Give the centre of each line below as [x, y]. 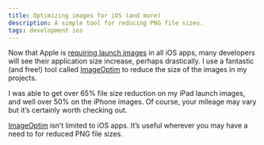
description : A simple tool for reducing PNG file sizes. [106, 23]
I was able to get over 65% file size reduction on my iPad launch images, [127, 93]
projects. [23, 78]
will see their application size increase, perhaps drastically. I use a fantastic [131, 61]
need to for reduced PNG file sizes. [65, 134]
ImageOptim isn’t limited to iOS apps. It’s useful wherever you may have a [128, 126]
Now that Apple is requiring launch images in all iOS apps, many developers [132, 53]
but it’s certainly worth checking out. [68, 110]
